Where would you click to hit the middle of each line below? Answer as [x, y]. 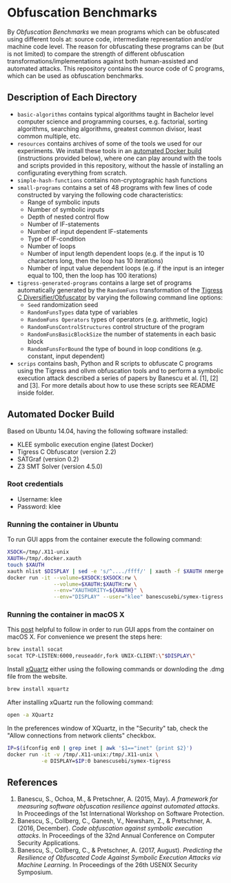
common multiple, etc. [49, 136]
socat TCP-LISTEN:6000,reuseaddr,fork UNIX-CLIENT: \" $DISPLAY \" [101, 656]
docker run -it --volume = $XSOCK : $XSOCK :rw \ [72, 577]
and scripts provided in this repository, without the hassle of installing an [120, 165]
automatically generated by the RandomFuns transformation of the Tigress [120, 290]
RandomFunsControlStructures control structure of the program [116, 326]
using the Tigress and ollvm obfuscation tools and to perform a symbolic [120, 370]
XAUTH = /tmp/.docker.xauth [44, 559]
